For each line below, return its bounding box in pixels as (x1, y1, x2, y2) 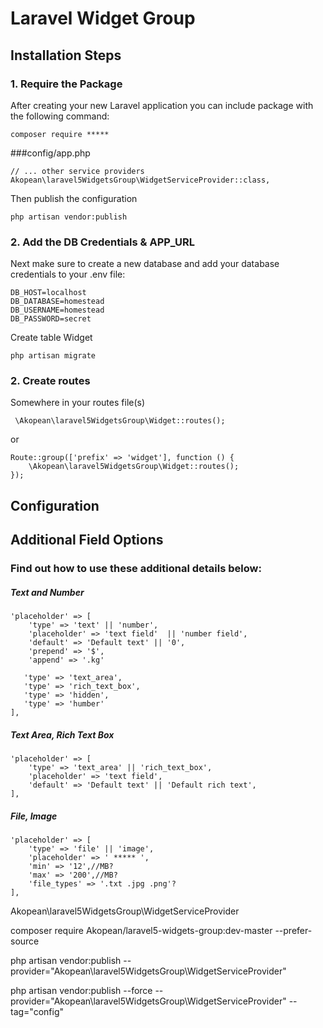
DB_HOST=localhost (10, 288, 87, 298)
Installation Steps (10, 47, 122, 64)
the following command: (10, 110, 110, 122)
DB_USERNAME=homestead (10, 305, 105, 316)
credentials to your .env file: (10, 268, 126, 281)
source (10, 935, 40, 947)
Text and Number (10, 586, 85, 598)
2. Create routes (10, 374, 91, 388)
